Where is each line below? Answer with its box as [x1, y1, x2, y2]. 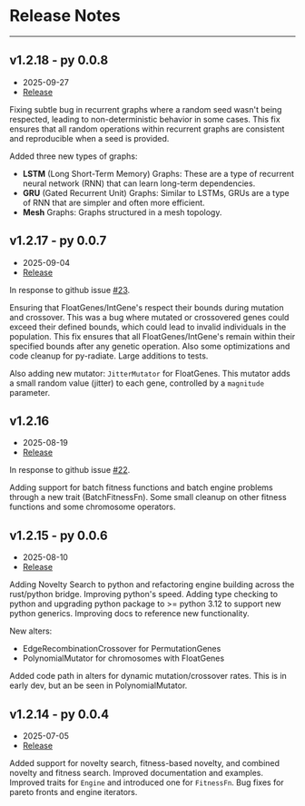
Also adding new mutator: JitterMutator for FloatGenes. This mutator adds [9, 368, 290, 378]
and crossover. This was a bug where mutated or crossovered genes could [9, 311, 290, 322]
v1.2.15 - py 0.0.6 [9, 527, 108, 543]
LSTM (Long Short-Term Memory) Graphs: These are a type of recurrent [22, 168, 295, 179]
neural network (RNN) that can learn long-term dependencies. [22, 178, 256, 189]
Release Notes [9, 5, 121, 26]
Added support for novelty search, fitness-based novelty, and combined [9, 758, 280, 768]
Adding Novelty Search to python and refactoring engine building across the [9, 579, 295, 590]
